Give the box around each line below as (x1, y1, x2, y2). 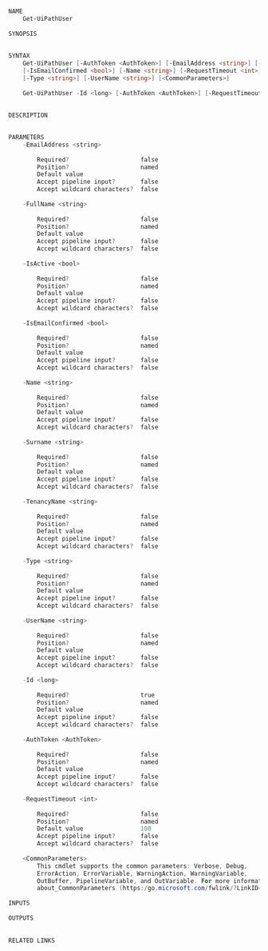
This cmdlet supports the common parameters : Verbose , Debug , (37, 861, 248, 870)
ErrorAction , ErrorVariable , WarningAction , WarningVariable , (37, 869, 248, 877)
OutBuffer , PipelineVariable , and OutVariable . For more (37, 877, 230, 885)
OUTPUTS (8, 913, 34, 922)
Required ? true (37, 691, 156, 699)
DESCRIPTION (8, 111, 48, 120)
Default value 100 (37, 825, 152, 833)
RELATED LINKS (8, 937, 56, 945)
